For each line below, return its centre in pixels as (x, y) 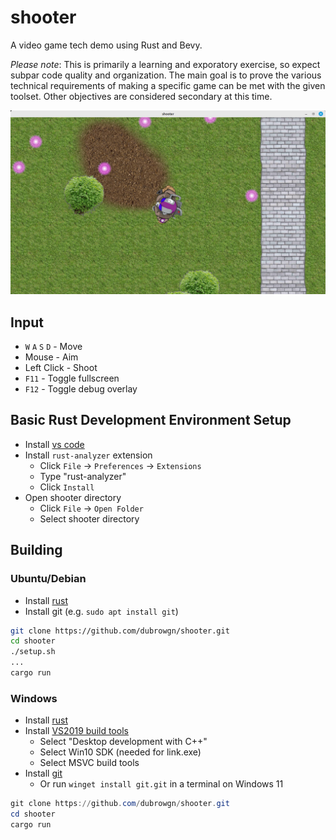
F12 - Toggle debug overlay (81, 389)
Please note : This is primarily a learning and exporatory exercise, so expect (165, 64)
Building (36, 550)
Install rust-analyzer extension (88, 455)
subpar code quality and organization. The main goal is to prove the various (166, 75)
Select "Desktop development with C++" (123, 742)
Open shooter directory (73, 497)
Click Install (67, 487)
